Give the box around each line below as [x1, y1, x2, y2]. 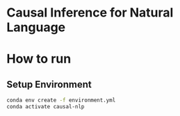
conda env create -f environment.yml [6, 97, 116, 104]
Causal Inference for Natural [6, 5, 174, 21]
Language [6, 19, 66, 35]
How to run [6, 51, 72, 67]
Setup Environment [6, 78, 92, 90]
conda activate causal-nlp [6, 104, 85, 110]
